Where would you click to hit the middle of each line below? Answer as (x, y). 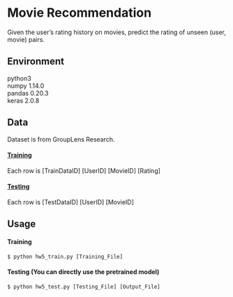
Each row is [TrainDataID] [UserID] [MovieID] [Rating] (84, 170)
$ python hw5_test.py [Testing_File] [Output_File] (84, 287)
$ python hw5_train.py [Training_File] (65, 257)
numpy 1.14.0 (26, 86)
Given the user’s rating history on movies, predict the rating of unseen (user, (117, 32)
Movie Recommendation (80, 13)
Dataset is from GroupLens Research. (61, 139)
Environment (36, 62)
